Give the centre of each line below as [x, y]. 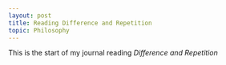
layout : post [30, 15]
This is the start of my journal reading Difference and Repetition [113, 53]
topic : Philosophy [39, 30]
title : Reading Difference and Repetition [80, 23]
